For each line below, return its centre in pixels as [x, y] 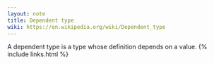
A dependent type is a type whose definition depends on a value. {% [107, 47]
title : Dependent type [41, 20]
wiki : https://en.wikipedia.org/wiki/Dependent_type [87, 27]
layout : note [26, 14]
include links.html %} [38, 54]
